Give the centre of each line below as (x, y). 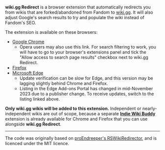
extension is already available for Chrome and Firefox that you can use (76, 119)
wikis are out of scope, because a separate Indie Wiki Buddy (94, 114)
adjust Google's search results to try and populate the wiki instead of (75, 17)
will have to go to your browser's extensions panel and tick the (83, 52)
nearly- (150, 108)
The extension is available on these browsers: (51, 32)
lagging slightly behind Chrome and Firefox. (64, 83)
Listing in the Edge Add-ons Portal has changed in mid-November (86, 88)
